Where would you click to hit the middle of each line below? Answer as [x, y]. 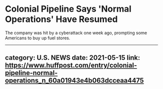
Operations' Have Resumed [61, 19]
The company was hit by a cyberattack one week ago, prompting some [76, 33]
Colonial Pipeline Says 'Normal [68, 9]
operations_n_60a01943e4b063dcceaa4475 [74, 80]
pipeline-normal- [31, 73]
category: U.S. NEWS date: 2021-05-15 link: [73, 58]
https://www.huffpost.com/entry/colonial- [71, 65]
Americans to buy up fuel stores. [38, 38]
